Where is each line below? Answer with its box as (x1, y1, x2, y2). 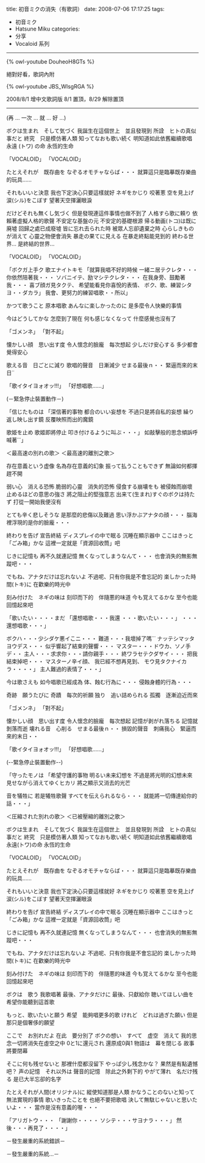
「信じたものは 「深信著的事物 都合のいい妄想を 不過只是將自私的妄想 (6, 408, 182, 415)
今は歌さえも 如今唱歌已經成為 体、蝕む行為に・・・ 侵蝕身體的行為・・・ (6, 679, 193, 685)
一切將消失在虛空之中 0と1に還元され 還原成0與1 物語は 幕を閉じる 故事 (11, 1040, 195, 1046)
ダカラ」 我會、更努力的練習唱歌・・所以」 (22, 289, 131, 296)
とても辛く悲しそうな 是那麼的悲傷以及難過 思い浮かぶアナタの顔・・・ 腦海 (6, 511, 198, 518)
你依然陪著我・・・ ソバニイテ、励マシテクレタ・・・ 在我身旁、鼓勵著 (6, 274, 186, 281)
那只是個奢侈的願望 (6, 1019, 55, 1026)
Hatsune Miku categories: (15, 25, 81, 32)
